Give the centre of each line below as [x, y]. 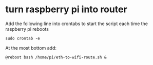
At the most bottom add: [31, 48]
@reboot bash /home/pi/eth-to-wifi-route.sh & [56, 57]
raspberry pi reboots [27, 29]
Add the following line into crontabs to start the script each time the [76, 24]
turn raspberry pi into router [66, 9]
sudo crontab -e [23, 38]
